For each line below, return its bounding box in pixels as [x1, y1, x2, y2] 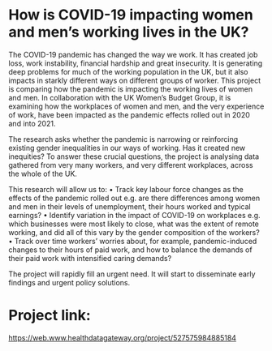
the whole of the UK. [8, 169, 77, 178]
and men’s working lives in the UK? [8, 23, 249, 41]
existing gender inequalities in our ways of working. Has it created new [8, 143, 246, 152]
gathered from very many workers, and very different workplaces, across [8, 160, 253, 169]
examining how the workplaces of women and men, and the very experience [8, 101, 265, 111]
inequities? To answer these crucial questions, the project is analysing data [8, 152, 260, 161]
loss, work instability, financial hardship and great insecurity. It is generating [8, 58, 263, 68]
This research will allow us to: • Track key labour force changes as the [8, 184, 244, 194]
